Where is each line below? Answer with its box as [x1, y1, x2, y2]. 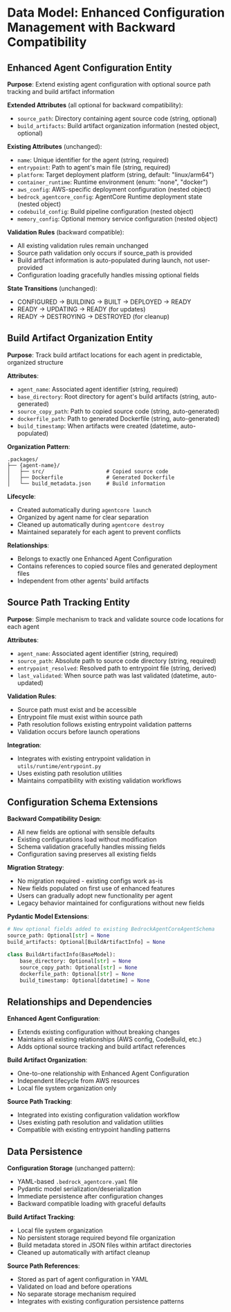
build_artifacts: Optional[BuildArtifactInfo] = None [7, 939, 166, 946]
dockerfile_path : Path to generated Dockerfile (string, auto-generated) [17, 414, 220, 423]
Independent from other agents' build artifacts [17, 576, 149, 585]
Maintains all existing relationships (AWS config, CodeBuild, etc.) [17, 1035, 202, 1044]
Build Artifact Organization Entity [7, 332, 154, 344]
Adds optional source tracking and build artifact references [17, 1043, 186, 1051]
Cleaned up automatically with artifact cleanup [17, 1248, 151, 1257]
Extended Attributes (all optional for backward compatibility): [7, 101, 183, 109]
